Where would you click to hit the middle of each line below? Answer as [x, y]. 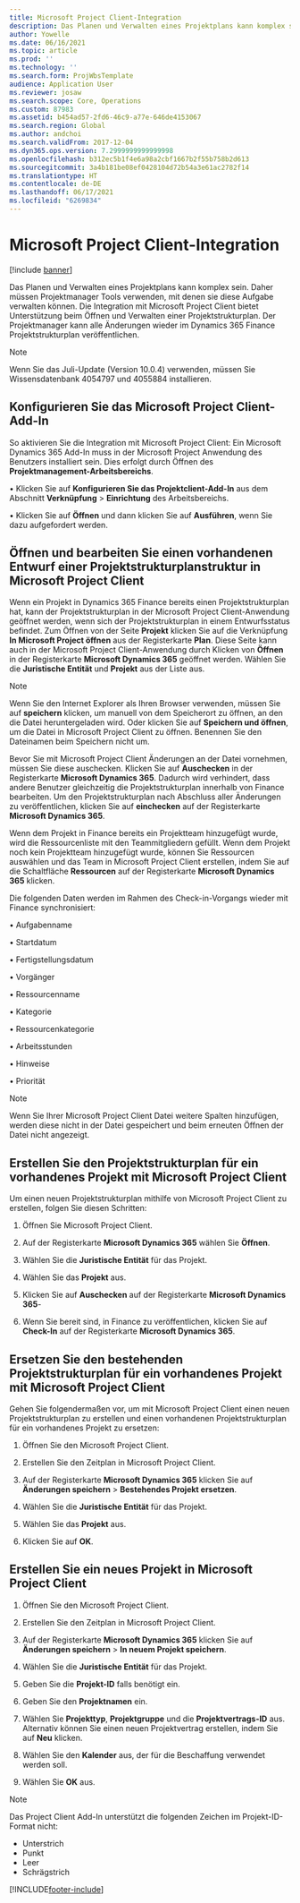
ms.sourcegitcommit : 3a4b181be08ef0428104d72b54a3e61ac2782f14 [129, 167]
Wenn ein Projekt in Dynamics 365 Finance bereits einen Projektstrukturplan [150, 602]
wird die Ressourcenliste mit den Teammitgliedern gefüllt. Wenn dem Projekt [150, 843]
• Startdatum [33, 943]
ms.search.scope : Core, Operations [75, 101]
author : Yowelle [39, 34]
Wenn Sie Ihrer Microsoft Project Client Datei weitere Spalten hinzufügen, [144, 1116]
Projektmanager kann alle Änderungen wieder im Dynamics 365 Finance [142, 325]
